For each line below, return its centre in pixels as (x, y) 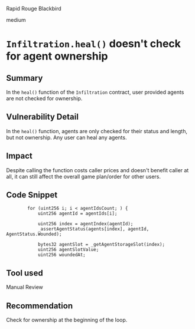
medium (16, 20)
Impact (19, 156)
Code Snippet (32, 195)
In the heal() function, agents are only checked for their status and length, (97, 131)
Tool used (25, 273)
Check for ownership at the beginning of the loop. (67, 320)
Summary (25, 78)
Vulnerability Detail (42, 117)
